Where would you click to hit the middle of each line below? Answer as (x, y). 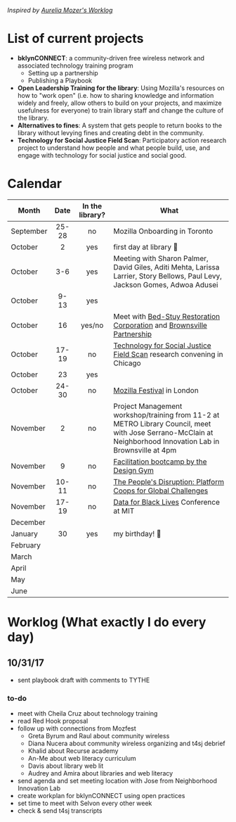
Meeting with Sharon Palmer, (161, 258)
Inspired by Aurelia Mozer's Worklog (60, 10)
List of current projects (76, 39)
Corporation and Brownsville (160, 325)
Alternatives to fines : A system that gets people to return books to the (120, 125)
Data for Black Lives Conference (166, 502)
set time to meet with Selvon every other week (85, 803)
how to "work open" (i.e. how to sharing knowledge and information (116, 95)
